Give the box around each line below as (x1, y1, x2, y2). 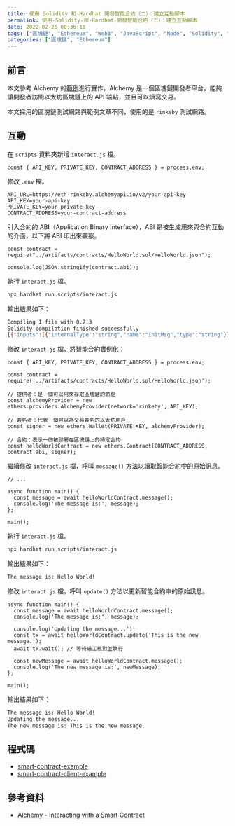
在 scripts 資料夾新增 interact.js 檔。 (7, 150, 120, 158)
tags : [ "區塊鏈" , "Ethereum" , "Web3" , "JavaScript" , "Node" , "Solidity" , (7, 29, 224, 37)
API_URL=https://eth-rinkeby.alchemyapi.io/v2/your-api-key (7, 191, 187, 198)
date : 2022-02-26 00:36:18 (7, 23, 86, 30)
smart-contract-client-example (17, 770, 107, 778)
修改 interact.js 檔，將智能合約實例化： (7, 345, 125, 354)
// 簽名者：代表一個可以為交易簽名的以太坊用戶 (7, 417, 127, 424)
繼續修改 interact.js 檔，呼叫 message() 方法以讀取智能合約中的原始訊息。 (7, 462, 224, 470)
